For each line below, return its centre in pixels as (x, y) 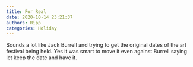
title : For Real (26, 12)
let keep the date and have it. (42, 58)
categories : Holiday (32, 28)
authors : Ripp (24, 23)
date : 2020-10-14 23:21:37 (39, 17)
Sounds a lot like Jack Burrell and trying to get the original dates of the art (96, 45)
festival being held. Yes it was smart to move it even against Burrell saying (97, 52)
